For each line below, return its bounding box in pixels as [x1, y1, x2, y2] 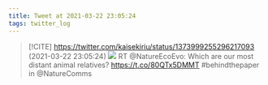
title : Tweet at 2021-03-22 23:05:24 [8, 11, 136, 20]
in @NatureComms [28, 68, 92, 78]
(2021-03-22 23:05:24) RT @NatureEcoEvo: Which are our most [28, 51, 254, 61]
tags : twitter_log [8, 19, 71, 28]
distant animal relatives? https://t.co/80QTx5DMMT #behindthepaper [28, 60, 260, 70]
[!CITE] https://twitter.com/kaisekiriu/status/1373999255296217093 [28, 41, 255, 51]
